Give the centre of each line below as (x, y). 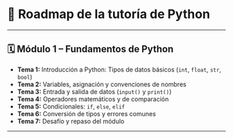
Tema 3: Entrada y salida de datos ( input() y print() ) (94, 91)
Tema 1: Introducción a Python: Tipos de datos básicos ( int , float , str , (119, 69)
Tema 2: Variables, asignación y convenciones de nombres (102, 84)
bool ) (25, 76)
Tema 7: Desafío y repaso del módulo (71, 121)
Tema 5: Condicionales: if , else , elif (71, 106)
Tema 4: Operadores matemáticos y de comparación (93, 99)
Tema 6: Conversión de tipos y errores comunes (86, 113)
